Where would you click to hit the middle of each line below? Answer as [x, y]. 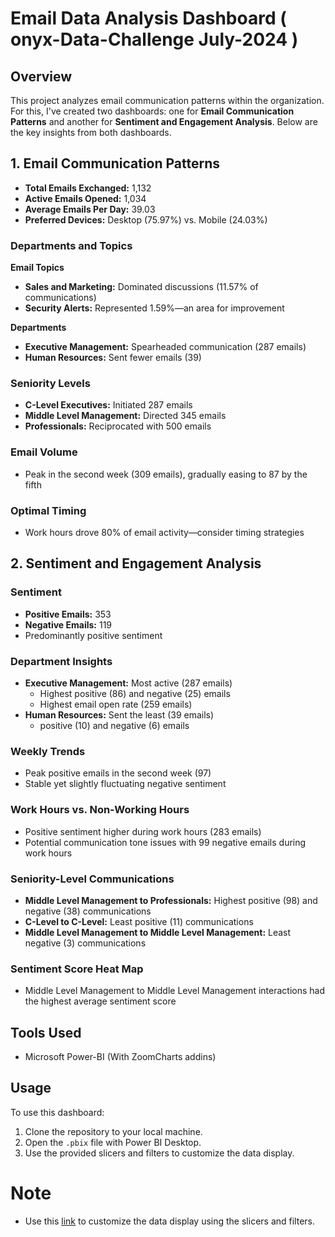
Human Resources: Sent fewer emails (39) [113, 358]
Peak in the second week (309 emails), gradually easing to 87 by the [166, 474]
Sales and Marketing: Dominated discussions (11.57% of [141, 287]
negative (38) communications [88, 911]
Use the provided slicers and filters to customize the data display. [159, 1153]
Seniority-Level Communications [92, 879]
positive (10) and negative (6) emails [114, 725]
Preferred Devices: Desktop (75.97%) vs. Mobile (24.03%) [146, 219]
